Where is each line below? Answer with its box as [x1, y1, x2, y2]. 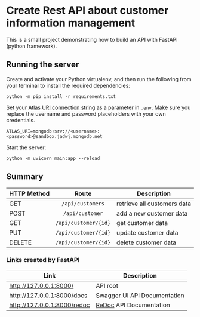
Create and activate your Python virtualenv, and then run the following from [6, 75, 192, 82]
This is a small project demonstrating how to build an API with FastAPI [6, 36, 178, 43]
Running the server [6, 60, 79, 70]
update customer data [116, 228, 179, 236]
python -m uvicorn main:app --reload [6, 155, 100, 161]
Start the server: [6, 144, 47, 151]
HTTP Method [9, 189, 50, 198]
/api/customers [61, 200, 105, 207]
